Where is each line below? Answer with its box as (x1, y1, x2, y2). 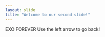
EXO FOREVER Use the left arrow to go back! (5, 26, 100, 32)
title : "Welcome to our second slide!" (5, 12, 91, 17)
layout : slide (5, 7, 36, 13)
